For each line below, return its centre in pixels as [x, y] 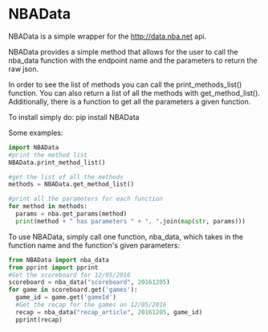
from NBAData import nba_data [59, 260]
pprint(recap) [39, 320]
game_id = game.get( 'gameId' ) [66, 297]
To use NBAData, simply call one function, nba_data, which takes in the [126, 236]
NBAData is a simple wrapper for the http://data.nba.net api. [108, 36]
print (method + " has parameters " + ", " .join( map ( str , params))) [131, 221]
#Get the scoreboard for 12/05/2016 [69, 275]
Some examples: [36, 133]
